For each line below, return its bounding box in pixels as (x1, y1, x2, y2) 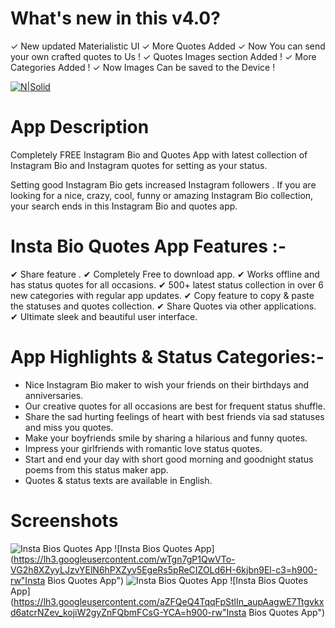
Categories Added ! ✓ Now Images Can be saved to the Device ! (10, 61, 276, 73)
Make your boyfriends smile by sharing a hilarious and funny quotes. (24, 432, 308, 444)
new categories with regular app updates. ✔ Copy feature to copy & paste (10, 289, 315, 301)
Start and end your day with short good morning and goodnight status (24, 453, 314, 465)
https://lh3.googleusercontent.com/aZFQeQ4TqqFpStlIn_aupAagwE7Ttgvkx (13, 595, 325, 607)
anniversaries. (24, 389, 84, 401)
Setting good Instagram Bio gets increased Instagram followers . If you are (10, 178, 317, 191)
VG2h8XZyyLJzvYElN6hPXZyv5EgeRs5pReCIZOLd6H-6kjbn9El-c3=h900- (10, 563, 318, 576)
